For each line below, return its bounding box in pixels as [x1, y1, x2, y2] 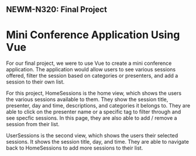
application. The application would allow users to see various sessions [6, 66, 176, 73]
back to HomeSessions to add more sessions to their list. [6, 144, 143, 151]
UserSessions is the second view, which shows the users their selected [6, 132, 178, 139]
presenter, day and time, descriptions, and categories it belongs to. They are [6, 102, 191, 109]
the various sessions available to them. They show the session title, [6, 96, 169, 103]
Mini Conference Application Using [6, 28, 180, 41]
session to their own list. [6, 78, 65, 85]
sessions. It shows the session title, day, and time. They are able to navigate [6, 138, 189, 145]
